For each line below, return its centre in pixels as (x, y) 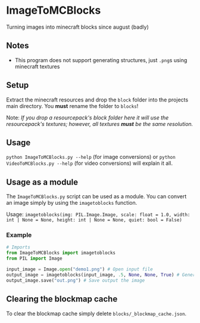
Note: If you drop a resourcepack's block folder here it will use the (87, 118)
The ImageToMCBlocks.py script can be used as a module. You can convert (96, 196)
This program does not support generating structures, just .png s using (101, 60)
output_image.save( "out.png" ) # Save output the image (76, 280)
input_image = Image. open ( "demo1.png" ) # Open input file (79, 269)
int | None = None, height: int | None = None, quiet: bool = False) (94, 220)
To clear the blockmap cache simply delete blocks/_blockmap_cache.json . (96, 313)
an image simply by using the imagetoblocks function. (72, 203)
